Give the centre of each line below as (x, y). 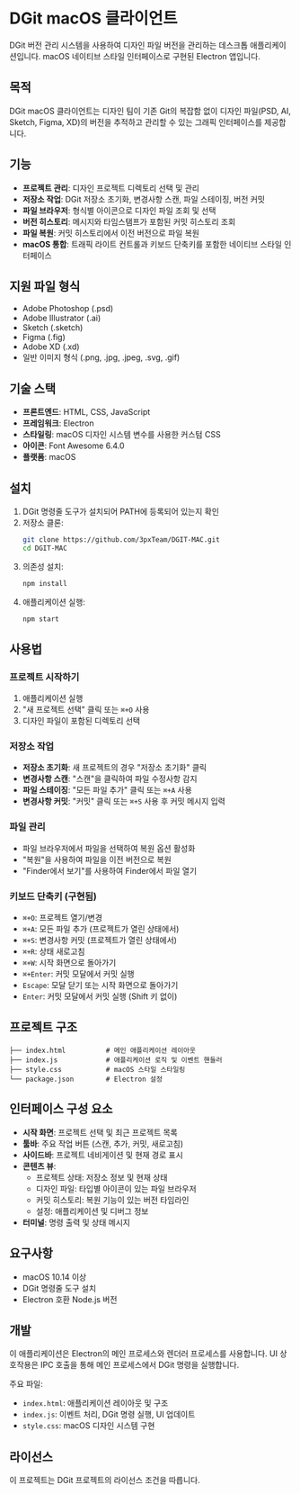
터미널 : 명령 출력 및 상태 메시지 (76, 1222)
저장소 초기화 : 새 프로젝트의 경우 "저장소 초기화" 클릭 (115, 768)
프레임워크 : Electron (58, 423)
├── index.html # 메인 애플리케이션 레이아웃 (102, 1050)
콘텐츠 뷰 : (39, 1165)
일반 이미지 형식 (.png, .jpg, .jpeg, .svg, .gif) (101, 357)
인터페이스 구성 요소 (61, 1109)
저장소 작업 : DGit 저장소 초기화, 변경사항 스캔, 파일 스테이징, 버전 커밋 (143, 199)
